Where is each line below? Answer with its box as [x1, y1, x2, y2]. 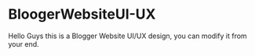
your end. [8, 39, 39, 48]
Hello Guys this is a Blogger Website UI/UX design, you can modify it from [8, 31, 247, 40]
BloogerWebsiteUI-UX [8, 5, 156, 23]
